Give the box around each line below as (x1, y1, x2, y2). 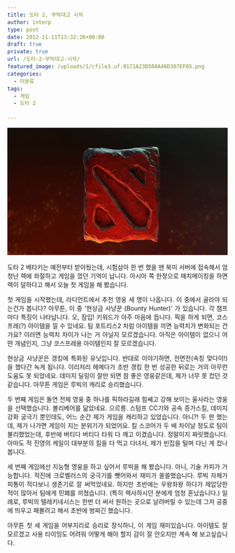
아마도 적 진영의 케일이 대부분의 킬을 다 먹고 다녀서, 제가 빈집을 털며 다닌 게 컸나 (7, 439, 228, 447)
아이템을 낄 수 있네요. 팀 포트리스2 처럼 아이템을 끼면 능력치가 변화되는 (27, 322, 221, 330)
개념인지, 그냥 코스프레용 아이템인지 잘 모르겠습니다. (14, 339, 157, 347)
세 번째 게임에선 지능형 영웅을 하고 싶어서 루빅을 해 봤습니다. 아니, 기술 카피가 (7, 463, 220, 470)
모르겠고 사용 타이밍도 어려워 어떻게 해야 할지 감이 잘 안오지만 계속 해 (7, 530, 198, 538)
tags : (7, 85, 23, 92)
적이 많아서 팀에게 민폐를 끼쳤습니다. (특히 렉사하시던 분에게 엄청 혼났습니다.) (7, 489, 220, 497)
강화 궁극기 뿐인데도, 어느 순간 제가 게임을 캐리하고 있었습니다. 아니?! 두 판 (7, 413, 215, 421)
